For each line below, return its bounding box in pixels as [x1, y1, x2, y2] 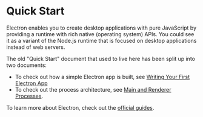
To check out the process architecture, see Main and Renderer [15, 86, 171, 93]
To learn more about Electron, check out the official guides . [6, 104, 155, 111]
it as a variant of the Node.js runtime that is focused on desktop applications [6, 37, 197, 44]
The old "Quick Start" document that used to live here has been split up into [6, 55, 196, 62]
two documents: [6, 62, 47, 69]
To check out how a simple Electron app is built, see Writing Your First [15, 73, 190, 80]
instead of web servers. [6, 43, 65, 51]
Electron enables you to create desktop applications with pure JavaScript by [6, 24, 197, 31]
